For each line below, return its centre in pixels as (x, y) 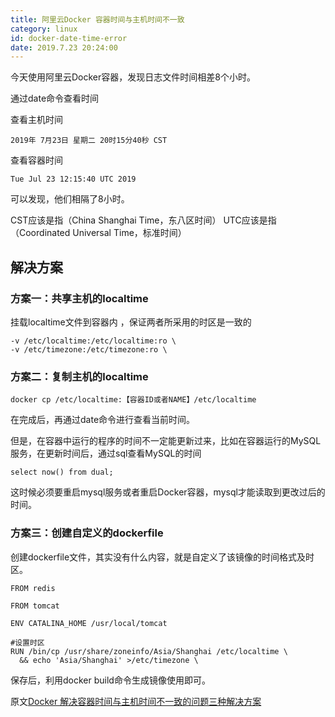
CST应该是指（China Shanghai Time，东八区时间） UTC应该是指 (143, 220)
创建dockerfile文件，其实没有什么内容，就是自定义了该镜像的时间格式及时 (162, 557)
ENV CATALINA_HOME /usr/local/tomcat (89, 623)
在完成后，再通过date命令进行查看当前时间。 (103, 420)
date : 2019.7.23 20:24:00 (64, 47)
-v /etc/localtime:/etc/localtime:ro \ (93, 341)
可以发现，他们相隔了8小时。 (70, 199)
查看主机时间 (36, 120)
